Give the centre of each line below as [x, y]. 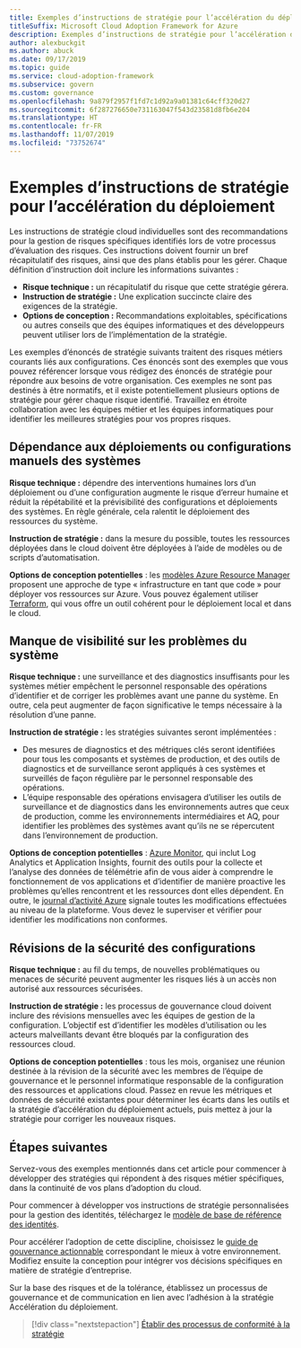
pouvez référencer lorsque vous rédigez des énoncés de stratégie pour [141, 371]
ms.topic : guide [39, 68]
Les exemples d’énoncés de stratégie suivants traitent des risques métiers [146, 352]
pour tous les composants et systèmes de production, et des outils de [151, 759]
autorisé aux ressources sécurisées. [76, 989]
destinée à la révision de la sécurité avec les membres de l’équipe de [136, 1071]
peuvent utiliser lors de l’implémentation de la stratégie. [125, 334]
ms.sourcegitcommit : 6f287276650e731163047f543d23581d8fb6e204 [130, 110]
